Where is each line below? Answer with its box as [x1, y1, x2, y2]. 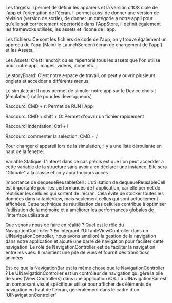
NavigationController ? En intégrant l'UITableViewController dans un [5, 228, 149, 233]
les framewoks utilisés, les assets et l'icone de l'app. [5, 26, 117, 32]
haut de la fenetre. [5, 148, 44, 155]
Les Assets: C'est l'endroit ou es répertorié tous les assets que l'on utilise [5, 57, 161, 63]
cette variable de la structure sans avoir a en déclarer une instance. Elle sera [5, 164, 167, 170]
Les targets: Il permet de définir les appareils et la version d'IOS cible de [5, 5, 158, 10]
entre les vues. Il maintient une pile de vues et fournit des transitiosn [5, 249, 150, 255]
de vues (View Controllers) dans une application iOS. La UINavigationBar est [5, 276, 167, 281]
